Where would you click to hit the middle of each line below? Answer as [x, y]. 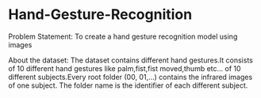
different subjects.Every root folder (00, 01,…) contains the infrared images [130, 77]
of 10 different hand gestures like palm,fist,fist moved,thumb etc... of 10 [125, 68]
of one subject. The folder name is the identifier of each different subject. [128, 85]
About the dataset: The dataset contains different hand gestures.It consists [131, 60]
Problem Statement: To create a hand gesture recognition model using [123, 36]
